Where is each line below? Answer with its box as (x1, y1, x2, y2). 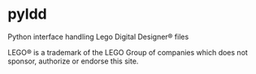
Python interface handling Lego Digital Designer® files (7, 32, 189, 41)
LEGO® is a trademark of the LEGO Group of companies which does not (7, 47, 249, 57)
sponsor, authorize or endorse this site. (7, 56, 139, 66)
